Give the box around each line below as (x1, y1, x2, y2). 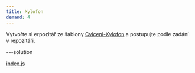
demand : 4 (6, 14, 31, 20)
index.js (6, 60, 25, 67)
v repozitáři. (6, 37, 35, 44)
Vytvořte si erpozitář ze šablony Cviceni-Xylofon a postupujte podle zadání (6, 30, 189, 37)
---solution (6, 48, 33, 55)
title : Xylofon (6, 8, 44, 15)
